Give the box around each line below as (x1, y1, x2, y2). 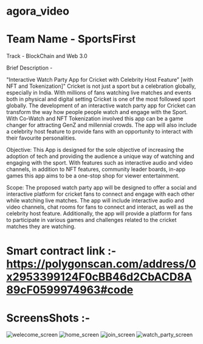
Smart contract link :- (6, 244, 117, 258)
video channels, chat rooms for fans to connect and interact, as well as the (6, 203, 193, 211)
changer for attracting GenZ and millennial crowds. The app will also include (6, 121, 197, 129)
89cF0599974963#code (6, 283, 134, 297)
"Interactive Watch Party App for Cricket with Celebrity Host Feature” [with (6, 76, 193, 84)
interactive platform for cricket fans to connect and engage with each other (6, 190, 194, 198)
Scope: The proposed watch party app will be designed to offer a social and (6, 184, 197, 192)
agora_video (6, 4, 70, 18)
